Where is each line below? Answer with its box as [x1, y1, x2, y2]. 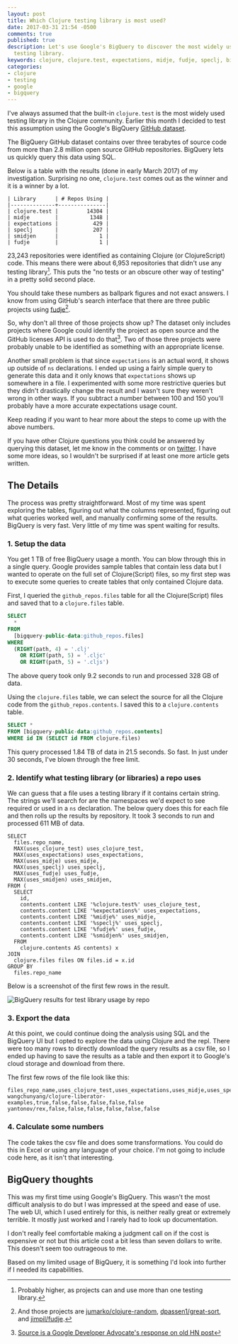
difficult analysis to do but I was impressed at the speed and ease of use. [7, 1200, 221, 1209]
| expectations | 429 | [7, 221, 110, 228]
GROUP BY [7, 963, 33, 970]
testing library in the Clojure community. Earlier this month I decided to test [7, 116, 226, 125]
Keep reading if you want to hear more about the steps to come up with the [7, 416, 227, 424]
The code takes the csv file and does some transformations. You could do [7, 1138, 223, 1146]
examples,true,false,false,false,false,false [7, 1099, 144, 1106]
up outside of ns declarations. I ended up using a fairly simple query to [7, 364, 213, 372]
